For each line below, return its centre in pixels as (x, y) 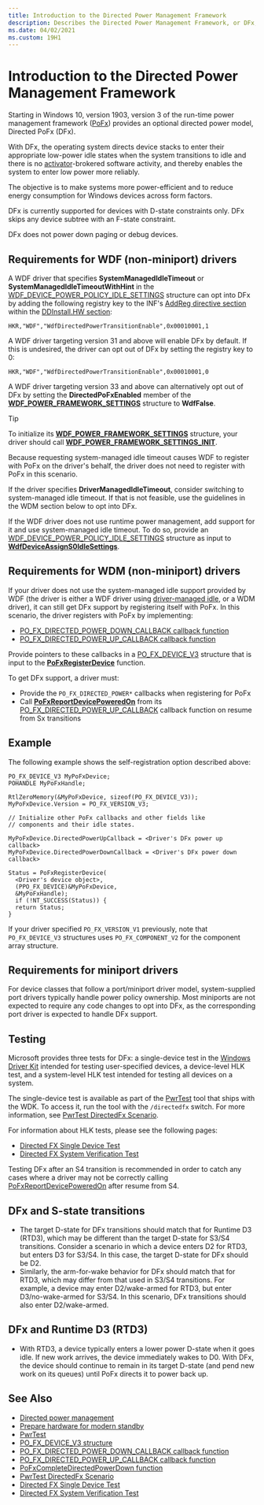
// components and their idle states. (71, 825)
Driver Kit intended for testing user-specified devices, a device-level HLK (126, 1066)
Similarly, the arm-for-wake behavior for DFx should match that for (127, 1272)
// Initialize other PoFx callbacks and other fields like (107, 817)
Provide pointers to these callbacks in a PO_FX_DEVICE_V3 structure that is (130, 654)
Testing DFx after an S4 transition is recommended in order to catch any (125, 1170)
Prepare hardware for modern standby (82, 1425)
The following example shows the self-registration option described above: (130, 762)
